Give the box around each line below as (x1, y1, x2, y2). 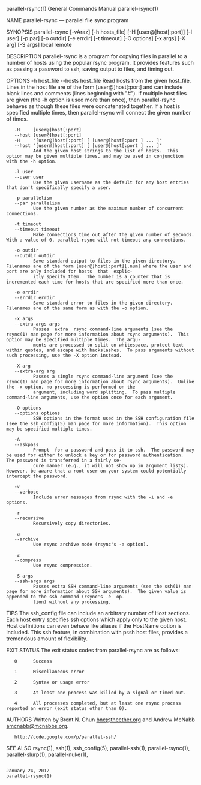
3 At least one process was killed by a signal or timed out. (14, 690, 187, 696)
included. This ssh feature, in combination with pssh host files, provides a (6, 629, 188, 636)
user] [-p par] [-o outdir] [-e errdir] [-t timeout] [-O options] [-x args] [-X (6, 35, 186, 41)
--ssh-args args (14, 578, 55, 584)
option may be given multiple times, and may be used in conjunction (6, 153, 184, 159)
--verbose (14, 489, 39, 495)
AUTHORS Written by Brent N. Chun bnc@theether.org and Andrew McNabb (6, 716, 195, 723)
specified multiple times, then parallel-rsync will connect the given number (6, 109, 191, 116)
